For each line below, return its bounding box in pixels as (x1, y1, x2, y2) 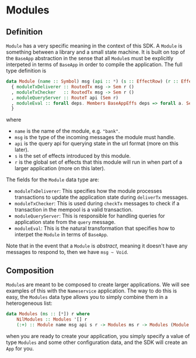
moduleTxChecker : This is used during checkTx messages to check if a (14, 200, 180, 207)
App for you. (6, 345, 34, 352)
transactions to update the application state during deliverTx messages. (14, 194, 188, 201)
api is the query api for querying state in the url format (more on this (14, 140, 179, 147)
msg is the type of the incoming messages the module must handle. (14, 134, 176, 141)
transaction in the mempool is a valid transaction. (14, 206, 133, 214)
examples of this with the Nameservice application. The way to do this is (6, 287, 177, 294)
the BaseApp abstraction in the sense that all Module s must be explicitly (6, 55, 174, 61)
